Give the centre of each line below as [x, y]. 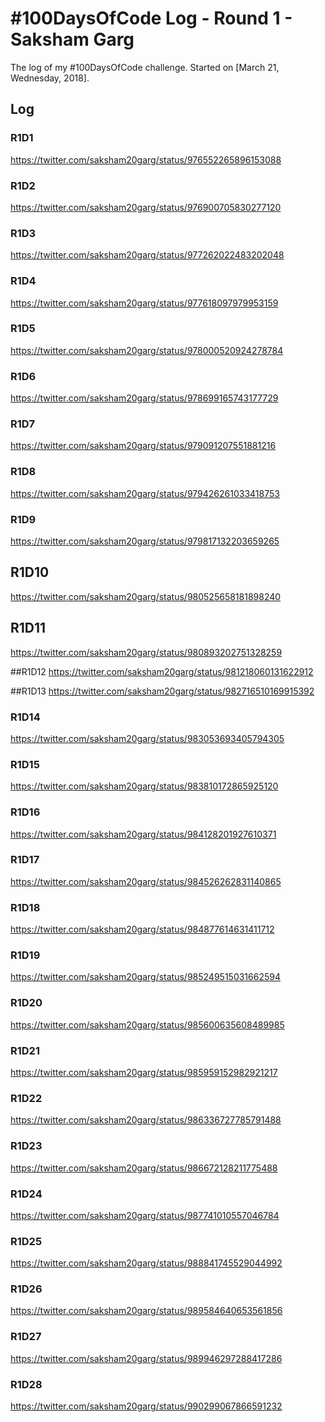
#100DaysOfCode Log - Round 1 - [151, 18]
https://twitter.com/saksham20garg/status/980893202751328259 [146, 652]
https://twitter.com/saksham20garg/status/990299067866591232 [146, 1406]
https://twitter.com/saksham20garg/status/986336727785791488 [146, 1120]
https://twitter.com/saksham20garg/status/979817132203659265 [145, 541]
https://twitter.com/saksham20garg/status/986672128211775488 [144, 1168]
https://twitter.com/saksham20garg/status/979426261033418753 [145, 493]
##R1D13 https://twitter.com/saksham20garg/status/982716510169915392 [162, 691]
